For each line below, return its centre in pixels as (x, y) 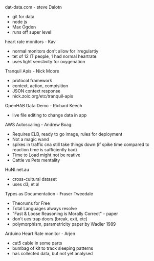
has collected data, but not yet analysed (52, 253)
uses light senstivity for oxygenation (49, 61)
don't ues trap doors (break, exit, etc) (50, 219)
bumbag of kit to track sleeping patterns (53, 248)
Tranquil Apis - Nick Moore (32, 71)
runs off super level (32, 32)
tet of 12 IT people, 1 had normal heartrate (54, 56)
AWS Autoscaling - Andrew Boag (38, 125)
